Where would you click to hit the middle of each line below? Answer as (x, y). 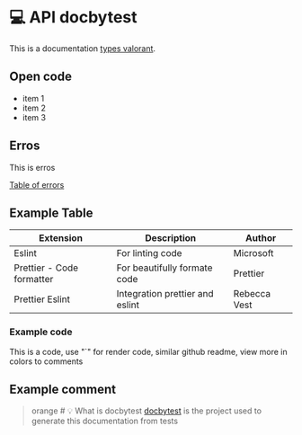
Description (170, 238)
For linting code (149, 253)
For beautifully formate (164, 268)
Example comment (63, 390)
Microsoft (253, 253)
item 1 (33, 98)
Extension (61, 238)
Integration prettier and (165, 294)
